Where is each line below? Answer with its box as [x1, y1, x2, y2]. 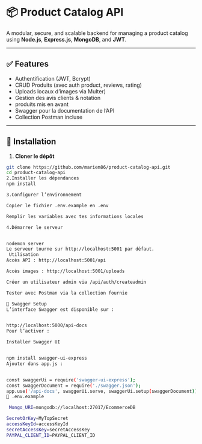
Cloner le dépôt [14, 152, 55, 160]
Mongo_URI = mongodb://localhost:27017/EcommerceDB [8, 405, 136, 411]
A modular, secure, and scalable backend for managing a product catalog [6, 29, 188, 37]
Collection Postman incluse [14, 113, 83, 120]
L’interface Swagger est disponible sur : [6, 306, 114, 313]
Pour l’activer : [6, 328, 50, 334]
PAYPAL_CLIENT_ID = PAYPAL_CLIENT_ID [6, 432, 96, 438]
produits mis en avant [14, 101, 69, 108]
